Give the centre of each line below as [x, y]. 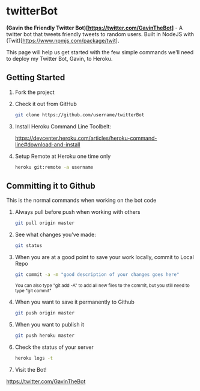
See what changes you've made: [55, 235]
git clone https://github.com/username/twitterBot [80, 115]
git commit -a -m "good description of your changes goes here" [97, 275]
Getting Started [36, 77]
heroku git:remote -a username [54, 167]
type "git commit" [33, 290]
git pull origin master [45, 223]
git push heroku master [45, 336]
